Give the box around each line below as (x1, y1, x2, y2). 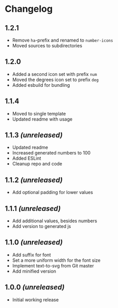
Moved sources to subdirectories (12, 43, 83, 49)
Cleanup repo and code (12, 161, 63, 167)
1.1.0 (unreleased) (5, 238, 63, 247)
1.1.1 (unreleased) (5, 204, 61, 213)
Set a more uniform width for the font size (12, 257, 101, 263)
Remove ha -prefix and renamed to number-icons (12, 37, 113, 43)
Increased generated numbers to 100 (12, 150, 91, 156)
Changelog (5, 3, 53, 15)
